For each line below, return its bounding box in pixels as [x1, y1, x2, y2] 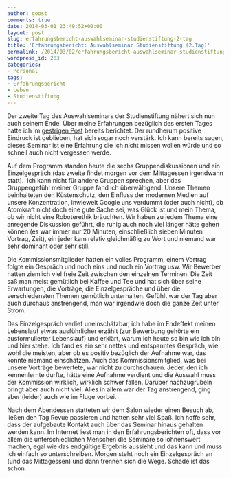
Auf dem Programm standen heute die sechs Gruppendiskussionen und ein [7, 162, 221, 170]
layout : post [7, 29, 45, 36]
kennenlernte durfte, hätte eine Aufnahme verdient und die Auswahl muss [7, 371, 217, 378]
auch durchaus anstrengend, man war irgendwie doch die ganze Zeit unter [7, 299, 219, 307]
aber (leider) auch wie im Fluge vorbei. [7, 393, 117, 400]
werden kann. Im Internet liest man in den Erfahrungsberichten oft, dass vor [7, 428, 221, 436]
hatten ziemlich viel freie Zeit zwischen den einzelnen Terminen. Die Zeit [7, 270, 213, 278]
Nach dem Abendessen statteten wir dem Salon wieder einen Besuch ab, [7, 406, 214, 414]
